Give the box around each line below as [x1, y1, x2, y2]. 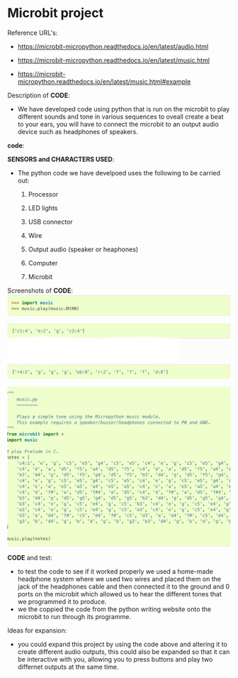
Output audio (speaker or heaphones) [28, 245, 139, 253]
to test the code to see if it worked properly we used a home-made [17, 567, 214, 576]
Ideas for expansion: [7, 626, 67, 635]
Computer [28, 258, 58, 267]
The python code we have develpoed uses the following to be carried [17, 168, 221, 177]
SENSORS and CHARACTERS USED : [7, 155, 115, 163]
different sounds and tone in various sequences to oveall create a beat [17, 112, 225, 121]
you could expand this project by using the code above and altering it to [17, 640, 228, 648]
